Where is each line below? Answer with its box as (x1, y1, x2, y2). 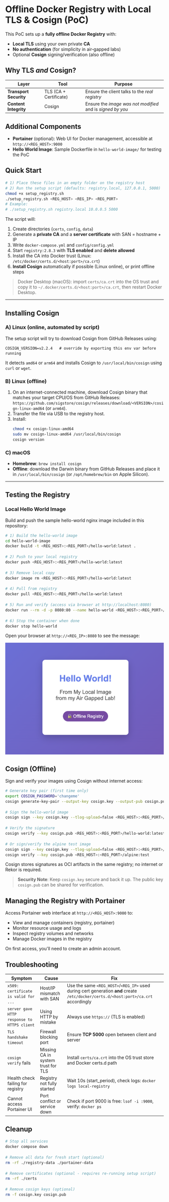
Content (7, 101, 25, 107)
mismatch (40, 990, 60, 996)
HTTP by (40, 1014, 58, 1020)
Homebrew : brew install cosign (12, 461, 82, 467)
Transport (7, 88, 29, 94)
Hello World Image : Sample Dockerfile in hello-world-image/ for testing (12, 147, 162, 153)
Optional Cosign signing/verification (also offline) (12, 52, 115, 58)
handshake (7, 1035, 28, 1040)
